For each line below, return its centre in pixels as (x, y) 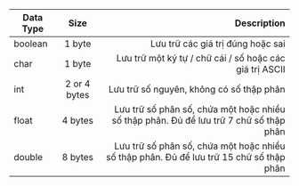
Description (260, 23)
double (28, 157)
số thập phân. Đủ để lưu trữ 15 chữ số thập (195, 157)
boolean (31, 44)
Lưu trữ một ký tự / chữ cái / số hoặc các (201, 58)
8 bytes (78, 157)
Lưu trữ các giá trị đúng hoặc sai (218, 44)
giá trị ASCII (260, 69)
